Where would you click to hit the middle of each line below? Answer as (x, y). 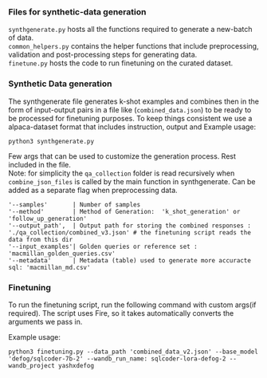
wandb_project (32, 365)
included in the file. (40, 164)
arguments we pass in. (45, 321)
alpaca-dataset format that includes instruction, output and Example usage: (132, 127)
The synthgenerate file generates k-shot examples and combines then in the (133, 101)
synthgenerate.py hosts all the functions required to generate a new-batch (130, 30)
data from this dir (41, 239)
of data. (21, 37)
